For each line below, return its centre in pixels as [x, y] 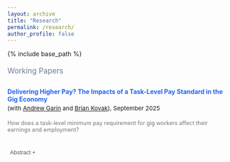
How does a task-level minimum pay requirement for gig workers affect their [108, 123]
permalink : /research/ [41, 27]
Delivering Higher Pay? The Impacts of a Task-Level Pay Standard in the [115, 91]
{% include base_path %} [45, 54]
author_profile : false [41, 34]
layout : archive [31, 14]
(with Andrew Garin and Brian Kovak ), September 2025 [84, 108]
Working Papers [35, 71]
